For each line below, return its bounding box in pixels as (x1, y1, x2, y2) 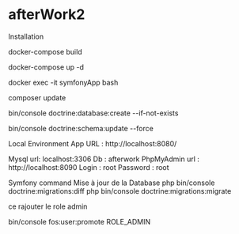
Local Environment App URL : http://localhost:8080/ (8, 138, 177, 148)
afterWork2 (8, 6, 85, 24)
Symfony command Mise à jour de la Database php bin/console (8, 178, 215, 187)
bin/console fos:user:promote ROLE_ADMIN (8, 217, 151, 226)
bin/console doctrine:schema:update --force (8, 123, 154, 133)
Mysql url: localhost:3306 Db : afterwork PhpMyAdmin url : (8, 154, 200, 164)
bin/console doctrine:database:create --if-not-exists (8, 108, 179, 118)
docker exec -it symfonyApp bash (8, 77, 119, 87)
